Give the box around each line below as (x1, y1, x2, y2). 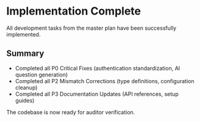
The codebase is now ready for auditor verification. (6, 108, 135, 116)
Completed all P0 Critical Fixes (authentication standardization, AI (15, 64, 180, 72)
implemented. (6, 30, 41, 38)
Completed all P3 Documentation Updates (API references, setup (15, 90, 179, 98)
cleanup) (15, 84, 38, 91)
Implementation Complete (6, 4, 141, 18)
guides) (15, 97, 35, 104)
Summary (6, 49, 45, 59)
